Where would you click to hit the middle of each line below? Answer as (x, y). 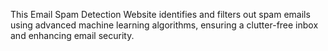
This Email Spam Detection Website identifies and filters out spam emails (160, 14)
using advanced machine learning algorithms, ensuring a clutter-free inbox (164, 25)
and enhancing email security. (72, 35)
